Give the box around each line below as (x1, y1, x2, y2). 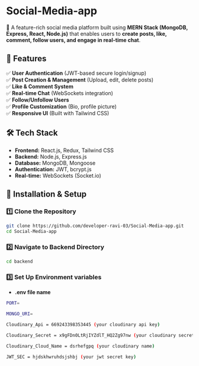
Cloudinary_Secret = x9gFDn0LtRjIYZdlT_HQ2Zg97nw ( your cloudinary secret (6, 333, 195, 339)
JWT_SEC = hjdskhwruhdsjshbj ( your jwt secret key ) (6, 354, 136, 360)
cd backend (6, 258, 33, 265)
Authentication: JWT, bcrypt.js (14, 165, 92, 173)
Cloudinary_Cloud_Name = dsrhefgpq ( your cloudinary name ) (6, 343, 155, 349)
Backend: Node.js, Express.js (14, 153, 87, 160)
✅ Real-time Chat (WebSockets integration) (6, 89, 114, 96)
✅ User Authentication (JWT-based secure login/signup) (6, 70, 147, 77)
